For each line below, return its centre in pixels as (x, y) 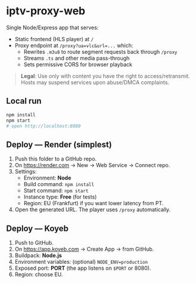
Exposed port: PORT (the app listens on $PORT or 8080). (83, 268)
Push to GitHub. (34, 243)
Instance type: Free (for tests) (60, 197)
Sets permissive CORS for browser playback (78, 64)
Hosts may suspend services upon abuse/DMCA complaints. (95, 82)
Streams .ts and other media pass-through (77, 58)
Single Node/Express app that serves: (53, 27)
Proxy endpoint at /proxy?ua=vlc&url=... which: (74, 45)
